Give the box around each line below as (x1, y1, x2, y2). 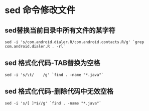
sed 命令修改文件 (5, 4, 76, 16)
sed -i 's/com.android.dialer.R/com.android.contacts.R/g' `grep (5, 39, 144, 44)
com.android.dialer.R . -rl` (5, 44, 66, 49)
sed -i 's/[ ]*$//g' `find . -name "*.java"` (5, 100, 101, 105)
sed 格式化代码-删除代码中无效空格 (5, 87, 114, 95)
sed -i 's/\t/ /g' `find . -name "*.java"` (5, 72, 104, 77)
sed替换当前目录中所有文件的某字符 (5, 26, 116, 34)
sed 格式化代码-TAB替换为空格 (5, 58, 101, 67)
